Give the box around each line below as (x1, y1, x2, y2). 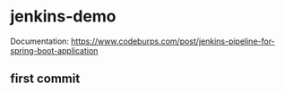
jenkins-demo (10, 6, 117, 27)
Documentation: (10, 36, 70, 46)
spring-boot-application (10, 45, 99, 55)
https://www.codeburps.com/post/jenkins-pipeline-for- (71, 36, 276, 46)
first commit (10, 71, 81, 87)
